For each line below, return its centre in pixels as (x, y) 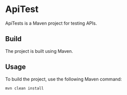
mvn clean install (24, 88)
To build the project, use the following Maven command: (63, 79)
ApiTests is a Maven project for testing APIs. (51, 23)
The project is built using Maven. (39, 51)
